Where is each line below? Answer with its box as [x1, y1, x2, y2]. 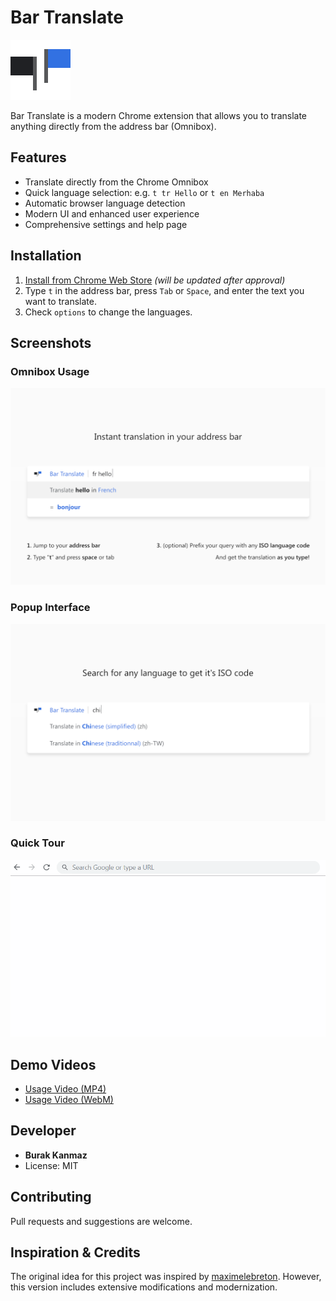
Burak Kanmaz [24, 1149, 88, 1161]
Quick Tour [10, 836, 65, 850]
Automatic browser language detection [24, 197, 186, 209]
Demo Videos [10, 1056, 97, 1073]
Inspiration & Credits [10, 1244, 141, 1261]
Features [10, 149, 67, 166]
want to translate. [24, 295, 97, 307]
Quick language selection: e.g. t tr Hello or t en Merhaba [24, 186, 265, 198]
